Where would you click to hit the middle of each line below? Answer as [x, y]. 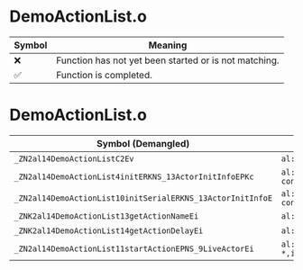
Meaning [168, 45]
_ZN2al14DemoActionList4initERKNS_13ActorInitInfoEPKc [134, 176]
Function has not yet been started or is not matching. [167, 60]
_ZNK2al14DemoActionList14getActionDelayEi [109, 230]
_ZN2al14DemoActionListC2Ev [74, 158]
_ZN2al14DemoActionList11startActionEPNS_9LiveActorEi [134, 248]
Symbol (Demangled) [143, 143]
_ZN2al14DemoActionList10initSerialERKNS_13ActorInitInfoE [143, 198]
